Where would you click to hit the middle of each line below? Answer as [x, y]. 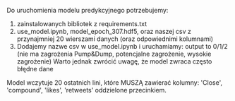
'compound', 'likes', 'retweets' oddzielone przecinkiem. [87, 90]
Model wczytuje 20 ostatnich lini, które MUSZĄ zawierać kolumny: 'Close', [115, 83]
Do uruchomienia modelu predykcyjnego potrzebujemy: [88, 10]
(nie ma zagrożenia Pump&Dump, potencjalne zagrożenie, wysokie [114, 54]
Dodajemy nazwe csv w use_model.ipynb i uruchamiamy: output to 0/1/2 [122, 46]
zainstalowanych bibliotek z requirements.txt [82, 24]
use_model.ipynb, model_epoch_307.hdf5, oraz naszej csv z [104, 31]
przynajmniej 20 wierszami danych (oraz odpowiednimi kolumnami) [115, 39]
